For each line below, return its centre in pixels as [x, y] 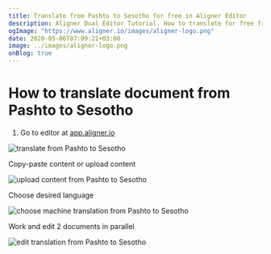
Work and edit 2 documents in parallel [71, 226]
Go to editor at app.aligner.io [67, 132]
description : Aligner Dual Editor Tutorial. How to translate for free [131, 23]
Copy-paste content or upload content [72, 164]
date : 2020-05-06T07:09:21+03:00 [65, 38]
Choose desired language [51, 195]
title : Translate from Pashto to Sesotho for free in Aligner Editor [128, 16]
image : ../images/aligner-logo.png [68, 46]
